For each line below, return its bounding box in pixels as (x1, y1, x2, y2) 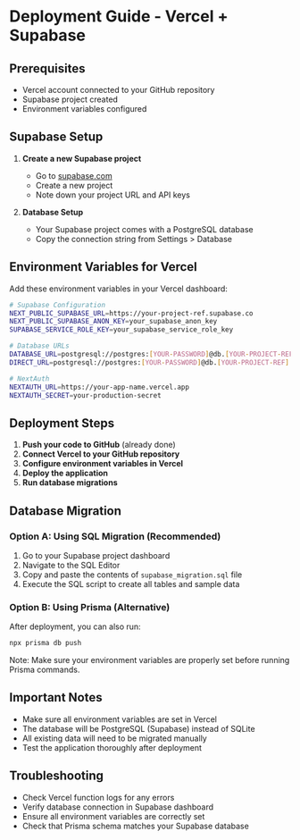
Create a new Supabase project (21, 153, 142, 164)
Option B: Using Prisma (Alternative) (9, 601, 171, 613)
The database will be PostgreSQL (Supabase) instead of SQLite (21, 723, 256, 734)
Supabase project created (21, 94, 119, 105)
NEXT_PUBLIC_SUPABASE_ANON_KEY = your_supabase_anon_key (9, 317, 218, 326)
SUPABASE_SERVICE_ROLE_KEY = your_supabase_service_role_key (9, 325, 234, 334)
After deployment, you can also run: (9, 621, 141, 632)
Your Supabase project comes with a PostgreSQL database (35, 223, 254, 234)
